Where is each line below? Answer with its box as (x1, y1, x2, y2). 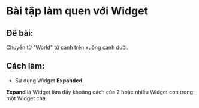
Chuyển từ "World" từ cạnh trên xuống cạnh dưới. (6, 44, 129, 51)
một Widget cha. (6, 94, 47, 102)
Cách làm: (6, 61, 45, 71)
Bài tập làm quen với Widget (6, 4, 149, 18)
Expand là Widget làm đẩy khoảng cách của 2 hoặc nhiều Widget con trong (6, 88, 194, 95)
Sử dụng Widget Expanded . (14, 76, 84, 84)
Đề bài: (6, 28, 34, 38)
